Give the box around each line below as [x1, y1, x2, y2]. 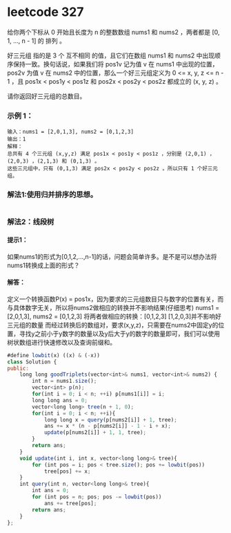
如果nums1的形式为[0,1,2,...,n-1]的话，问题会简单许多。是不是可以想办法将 [7, 252, 217, 260]
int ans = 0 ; [32, 487, 70, 494]
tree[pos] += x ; [43, 468, 91, 475]
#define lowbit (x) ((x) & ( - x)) [7, 352, 100, 359]
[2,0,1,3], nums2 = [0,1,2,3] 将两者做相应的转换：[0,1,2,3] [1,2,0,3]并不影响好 [7, 312, 222, 320]
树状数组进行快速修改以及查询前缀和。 [7, 338, 116, 346]
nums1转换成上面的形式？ [7, 261, 80, 269]
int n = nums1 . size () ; [32, 378, 97, 385]
